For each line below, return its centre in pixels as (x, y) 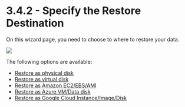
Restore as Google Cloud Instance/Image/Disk (71, 98)
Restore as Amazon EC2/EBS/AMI (55, 85)
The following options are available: (49, 61)
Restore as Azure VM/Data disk (52, 91)
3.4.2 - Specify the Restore (74, 11)
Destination (35, 23)
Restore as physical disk (44, 73)
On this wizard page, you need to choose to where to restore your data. (93, 39)
